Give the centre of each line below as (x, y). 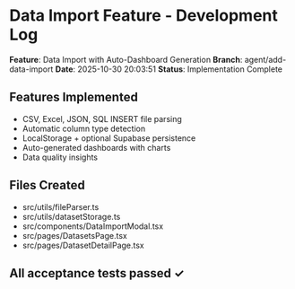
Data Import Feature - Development (143, 16)
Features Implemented (74, 97)
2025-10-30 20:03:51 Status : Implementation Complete (180, 69)
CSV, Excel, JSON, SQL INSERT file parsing (102, 118)
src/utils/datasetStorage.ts (71, 216)
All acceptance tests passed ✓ (97, 273)
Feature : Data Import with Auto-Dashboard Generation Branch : (126, 59)
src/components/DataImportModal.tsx (93, 226)
